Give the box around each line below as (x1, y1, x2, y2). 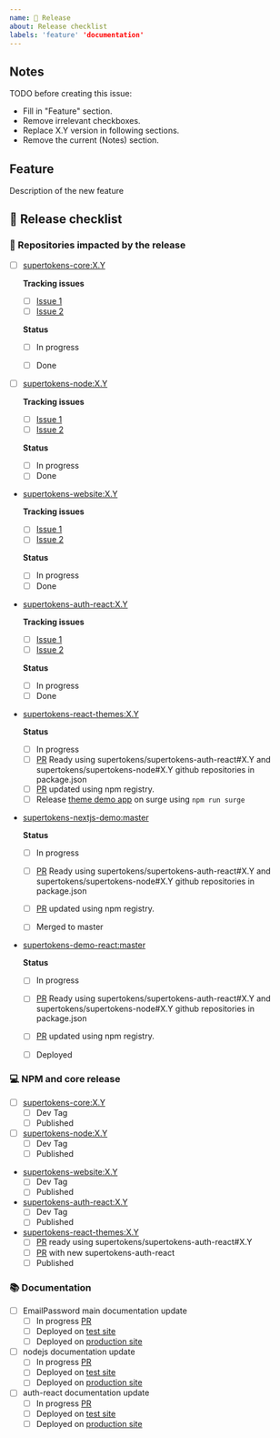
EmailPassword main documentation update (22, 1305, 188, 1316)
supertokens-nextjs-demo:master (22, 812, 149, 824)
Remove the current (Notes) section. (22, 135, 159, 146)
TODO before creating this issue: (9, 88, 133, 99)
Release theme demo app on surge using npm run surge (35, 794, 245, 805)
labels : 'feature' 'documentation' (9, 30, 145, 39)
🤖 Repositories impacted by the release (9, 238, 186, 251)
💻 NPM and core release (9, 1073, 121, 1086)
